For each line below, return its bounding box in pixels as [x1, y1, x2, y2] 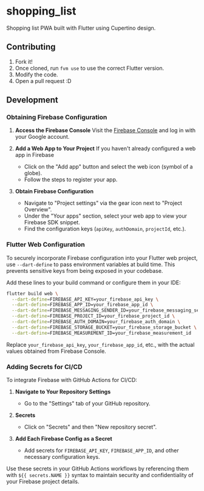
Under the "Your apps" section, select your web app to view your [24, 212, 187, 219]
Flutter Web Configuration [6, 241, 85, 249]
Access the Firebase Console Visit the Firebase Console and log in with [15, 127, 196, 134]
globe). [24, 170, 42, 177]
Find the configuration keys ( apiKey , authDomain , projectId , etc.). [24, 225, 186, 233]
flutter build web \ [6, 290, 59, 296]
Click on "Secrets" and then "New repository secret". [24, 423, 157, 431]
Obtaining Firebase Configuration [6, 113, 107, 122]
